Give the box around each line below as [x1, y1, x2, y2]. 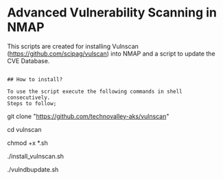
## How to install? [7, 76, 63, 83]
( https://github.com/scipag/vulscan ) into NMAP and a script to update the [7, 49, 215, 58]
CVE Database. [7, 56, 50, 65]
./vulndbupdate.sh [7, 165, 59, 173]
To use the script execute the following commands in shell [7, 88, 183, 95]
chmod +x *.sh [7, 139, 48, 147]
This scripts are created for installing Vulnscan [7, 42, 139, 50]
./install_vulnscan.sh [7, 152, 64, 160]
